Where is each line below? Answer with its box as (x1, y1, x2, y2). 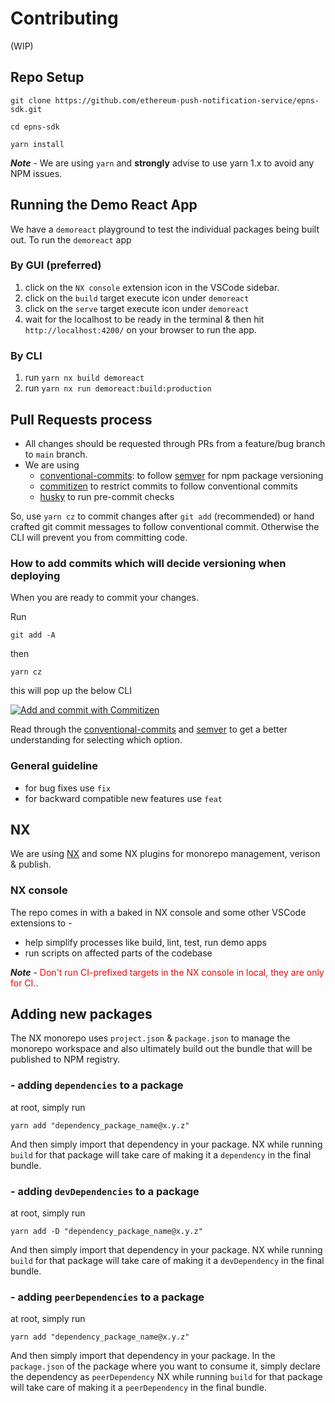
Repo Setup (10, 69, 85, 86)
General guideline (10, 759, 99, 773)
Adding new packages (10, 1006, 153, 1023)
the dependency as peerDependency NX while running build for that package (10, 1371, 323, 1383)
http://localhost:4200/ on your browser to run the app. (24, 323, 257, 336)
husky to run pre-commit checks (39, 490, 175, 502)
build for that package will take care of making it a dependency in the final (10, 1148, 312, 1161)
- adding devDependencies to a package (10, 1184, 200, 1198)
